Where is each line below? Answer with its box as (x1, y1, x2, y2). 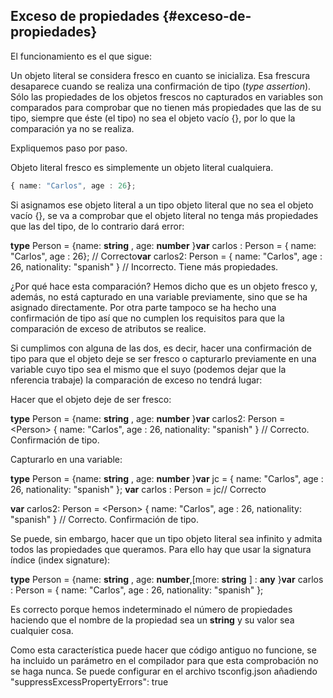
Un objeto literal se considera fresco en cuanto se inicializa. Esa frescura (10, 69, 311, 81)
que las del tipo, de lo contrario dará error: (10, 220, 185, 232)
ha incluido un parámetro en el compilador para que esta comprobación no (10, 654, 319, 666)
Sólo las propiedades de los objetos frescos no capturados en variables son (10, 90, 323, 103)
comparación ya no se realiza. (10, 122, 135, 134)
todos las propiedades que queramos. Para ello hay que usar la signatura (10, 543, 312, 555)
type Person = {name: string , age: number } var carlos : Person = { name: (10, 239, 317, 251)
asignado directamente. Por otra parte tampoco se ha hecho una (10, 301, 277, 313)
